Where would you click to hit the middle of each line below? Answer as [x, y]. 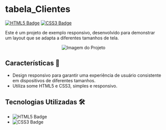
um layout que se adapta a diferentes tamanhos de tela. [62, 38]
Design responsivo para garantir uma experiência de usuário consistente [87, 75]
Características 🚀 [33, 63]
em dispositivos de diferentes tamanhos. [54, 80]
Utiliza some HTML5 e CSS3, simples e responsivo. [65, 86]
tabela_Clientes [38, 9]
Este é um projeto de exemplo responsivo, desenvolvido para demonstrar [80, 32]
